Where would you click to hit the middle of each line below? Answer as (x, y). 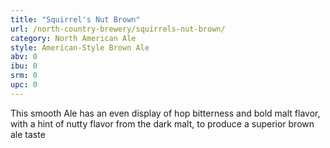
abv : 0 (24, 57)
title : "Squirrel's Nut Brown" (75, 19)
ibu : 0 (24, 66)
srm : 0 (24, 76)
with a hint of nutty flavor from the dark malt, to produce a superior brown (162, 123)
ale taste (28, 134)
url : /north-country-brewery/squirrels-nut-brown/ (118, 29)
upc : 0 (24, 85)
